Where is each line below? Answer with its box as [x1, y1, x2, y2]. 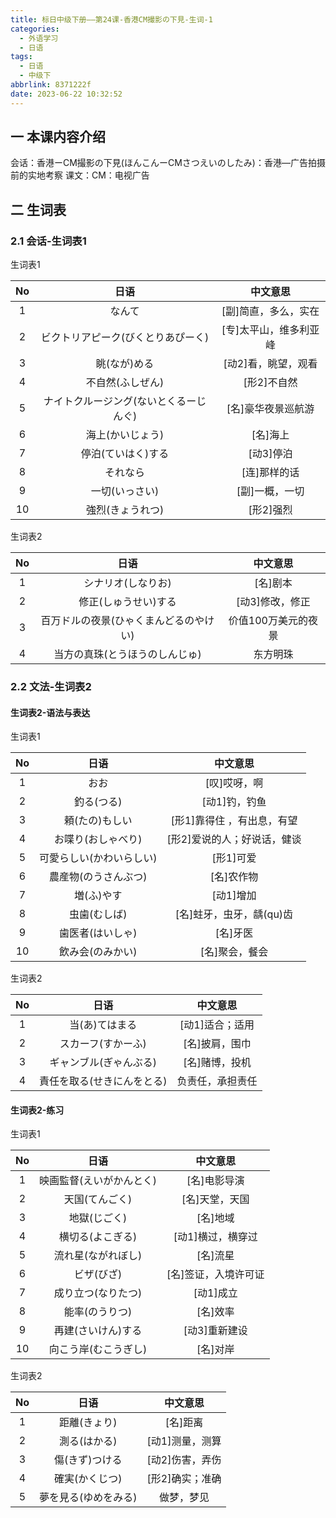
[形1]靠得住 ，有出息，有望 [170, 814, 298, 828]
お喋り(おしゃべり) [54, 832, 143, 846]
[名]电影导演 [186, 1174, 245, 1188]
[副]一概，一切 [236, 484, 305, 498]
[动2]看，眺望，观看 [223, 357, 318, 371]
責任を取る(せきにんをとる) [39, 1074, 168, 1088]
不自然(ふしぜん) [85, 376, 165, 390]
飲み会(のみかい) [59, 945, 138, 959]
